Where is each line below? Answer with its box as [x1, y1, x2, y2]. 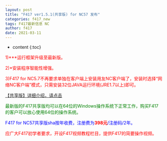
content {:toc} [12, 44, 41, 50]
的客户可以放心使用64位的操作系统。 [5, 109, 81, 115]
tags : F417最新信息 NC [5, 21, 49, 26]
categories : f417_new [5, 16, 50, 21]
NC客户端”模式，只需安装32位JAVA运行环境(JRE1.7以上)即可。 [9, 82, 138, 88]
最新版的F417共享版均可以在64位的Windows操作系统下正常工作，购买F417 [5, 103, 159, 109]
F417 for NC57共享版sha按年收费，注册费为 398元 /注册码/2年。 [5, 120, 135, 126]
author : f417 [5, 26, 32, 31]
